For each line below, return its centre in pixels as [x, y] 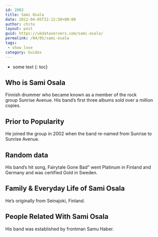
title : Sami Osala [25, 15]
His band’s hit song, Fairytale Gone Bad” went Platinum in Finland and [78, 167]
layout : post [19, 29]
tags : [11, 43]
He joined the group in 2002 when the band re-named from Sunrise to [79, 134]
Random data [27, 155]
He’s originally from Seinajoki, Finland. [45, 201]
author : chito [20, 24]
